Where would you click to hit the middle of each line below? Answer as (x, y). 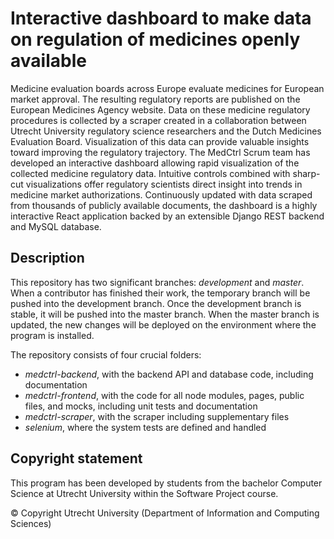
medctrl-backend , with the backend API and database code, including (169, 374)
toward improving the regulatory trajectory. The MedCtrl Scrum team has (160, 152)
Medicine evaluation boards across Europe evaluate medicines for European (167, 88)
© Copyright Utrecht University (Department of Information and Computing (165, 513)
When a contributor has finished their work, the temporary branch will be (160, 293)
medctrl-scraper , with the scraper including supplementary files (157, 416)
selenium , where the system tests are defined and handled (145, 427)
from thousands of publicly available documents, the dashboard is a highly (164, 205)
